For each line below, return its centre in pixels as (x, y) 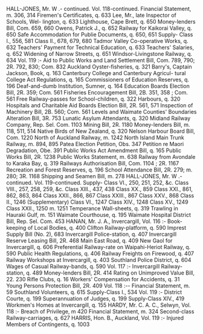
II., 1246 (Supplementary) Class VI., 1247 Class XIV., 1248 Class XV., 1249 (97, 202)
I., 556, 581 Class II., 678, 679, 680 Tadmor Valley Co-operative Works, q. (97, 41)
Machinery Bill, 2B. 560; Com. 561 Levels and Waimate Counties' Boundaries (101, 112)
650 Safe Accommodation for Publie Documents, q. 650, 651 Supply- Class (100, 35)
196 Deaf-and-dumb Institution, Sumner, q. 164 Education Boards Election (98, 86)
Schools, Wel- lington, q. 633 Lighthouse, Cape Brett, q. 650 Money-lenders (101, 22)
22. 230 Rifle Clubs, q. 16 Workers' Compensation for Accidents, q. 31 (93, 279)
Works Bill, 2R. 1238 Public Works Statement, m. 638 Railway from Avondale (101, 157)
